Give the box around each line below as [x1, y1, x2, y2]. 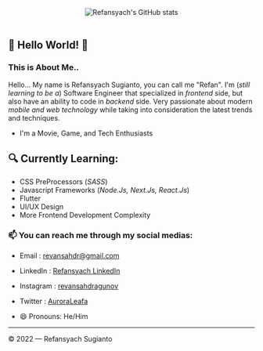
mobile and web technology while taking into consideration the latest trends [8, 105, 253, 114]
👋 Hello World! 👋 [8, 38, 88, 52]
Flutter [19, 194, 41, 203]
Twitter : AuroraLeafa [19, 296, 88, 306]
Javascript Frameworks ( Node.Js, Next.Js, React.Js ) [19, 185, 190, 194]
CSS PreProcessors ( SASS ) [19, 176, 108, 186]
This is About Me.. [8, 62, 80, 73]
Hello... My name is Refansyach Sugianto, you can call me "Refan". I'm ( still [8, 80, 250, 89]
